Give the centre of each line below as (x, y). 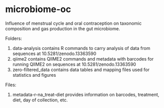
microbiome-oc (38, 9)
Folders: (14, 38)
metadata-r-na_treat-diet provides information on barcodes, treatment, (86, 94)
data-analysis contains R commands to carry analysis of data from (81, 48)
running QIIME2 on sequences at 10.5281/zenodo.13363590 (74, 64)
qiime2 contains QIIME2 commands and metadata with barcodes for (83, 59)
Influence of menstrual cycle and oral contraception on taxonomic (73, 23)
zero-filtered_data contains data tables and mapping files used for (81, 70)
